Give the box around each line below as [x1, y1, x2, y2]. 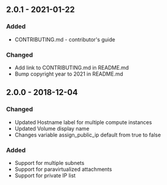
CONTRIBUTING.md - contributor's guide [14, 35, 116, 43]
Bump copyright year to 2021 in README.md [14, 70, 123, 77]
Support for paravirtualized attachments [14, 165, 112, 173]
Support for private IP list [14, 171, 76, 179]
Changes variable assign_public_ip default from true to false [14, 131, 161, 138]
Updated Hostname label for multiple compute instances [14, 118, 152, 126]
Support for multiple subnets [14, 159, 84, 166]
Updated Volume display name [14, 125, 90, 132]
